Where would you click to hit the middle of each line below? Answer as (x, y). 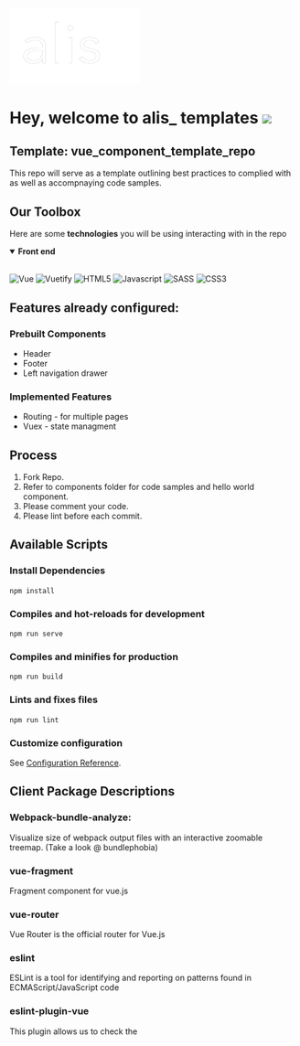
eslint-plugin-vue (49, 1011)
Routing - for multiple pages (75, 417)
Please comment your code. (76, 507)
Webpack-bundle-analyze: (70, 817)
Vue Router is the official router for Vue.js (87, 934)
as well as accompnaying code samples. (86, 183)
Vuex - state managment (70, 426)
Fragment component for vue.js (69, 891)
